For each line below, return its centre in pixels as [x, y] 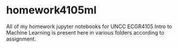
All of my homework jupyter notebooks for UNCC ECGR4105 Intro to [89, 26]
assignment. [21, 39]
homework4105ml [51, 10]
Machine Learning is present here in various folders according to [85, 32]
